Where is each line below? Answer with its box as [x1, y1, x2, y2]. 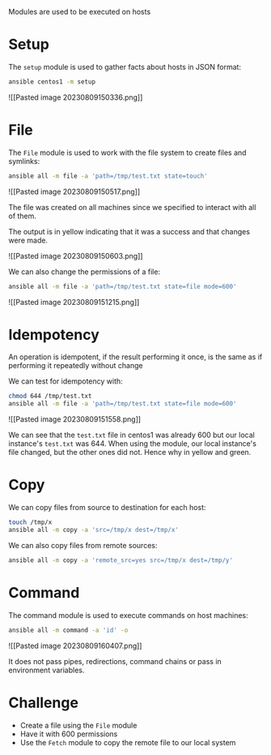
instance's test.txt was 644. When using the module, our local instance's [8, 439, 257, 448]
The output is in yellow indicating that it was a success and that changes [8, 226, 251, 236]
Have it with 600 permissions [19, 729, 118, 739]
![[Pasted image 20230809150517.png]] [8, 187, 140, 196]
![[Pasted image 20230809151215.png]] [8, 297, 140, 307]
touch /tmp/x [8, 518, 53, 526]
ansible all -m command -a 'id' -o [8, 626, 129, 634]
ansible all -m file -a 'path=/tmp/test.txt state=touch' [8, 172, 208, 180]
